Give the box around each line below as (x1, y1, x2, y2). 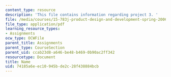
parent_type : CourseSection (5, 45, 65, 50)
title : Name (5, 59, 31, 64)
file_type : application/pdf (5, 21, 65, 27)
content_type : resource (5, 7, 56, 13)
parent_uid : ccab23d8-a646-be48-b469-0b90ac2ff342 (5, 50, 115, 55)
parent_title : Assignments (5, 41, 63, 46)
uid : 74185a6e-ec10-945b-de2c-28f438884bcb (5, 64, 99, 69)
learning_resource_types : (5, 26, 60, 31)
